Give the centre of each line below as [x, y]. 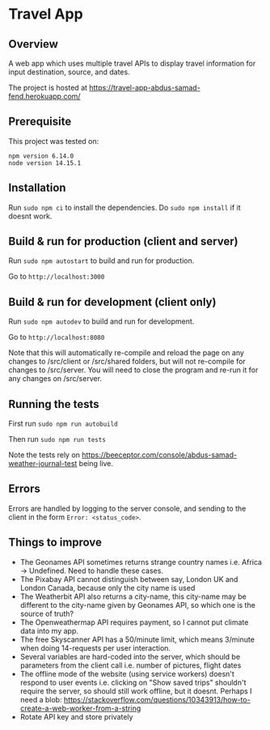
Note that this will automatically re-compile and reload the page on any [127, 353]
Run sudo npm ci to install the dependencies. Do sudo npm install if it [124, 207]
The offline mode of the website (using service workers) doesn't [127, 673]
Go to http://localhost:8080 [57, 337]
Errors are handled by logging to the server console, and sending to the [127, 508]
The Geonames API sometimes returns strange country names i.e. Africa [141, 562]
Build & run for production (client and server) [123, 242]
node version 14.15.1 [45, 163]
